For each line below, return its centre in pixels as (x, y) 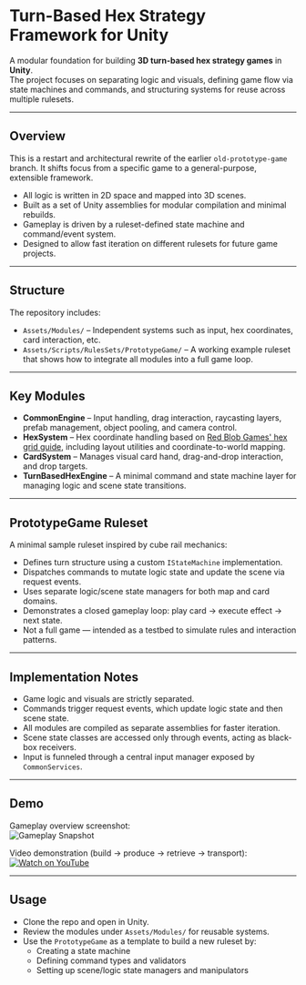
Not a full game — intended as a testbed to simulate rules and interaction (159, 630)
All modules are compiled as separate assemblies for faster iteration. (151, 728)
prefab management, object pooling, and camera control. (130, 428)
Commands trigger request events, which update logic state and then (153, 708)
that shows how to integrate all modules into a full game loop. (138, 359)
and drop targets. (55, 466)
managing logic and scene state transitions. (104, 486)
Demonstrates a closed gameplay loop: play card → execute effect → (152, 611)
